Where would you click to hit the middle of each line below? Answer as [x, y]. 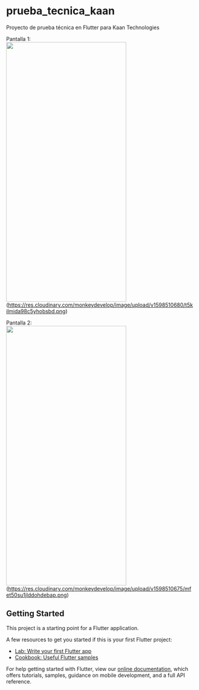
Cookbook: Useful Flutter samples [56, 657]
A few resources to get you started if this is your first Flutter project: [89, 639]
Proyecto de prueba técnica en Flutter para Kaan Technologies [83, 27]
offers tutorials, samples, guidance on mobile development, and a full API [96, 675]
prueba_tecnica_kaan [61, 11]
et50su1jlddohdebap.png [37, 595]
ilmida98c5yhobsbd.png [36, 311]
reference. [19, 681]
